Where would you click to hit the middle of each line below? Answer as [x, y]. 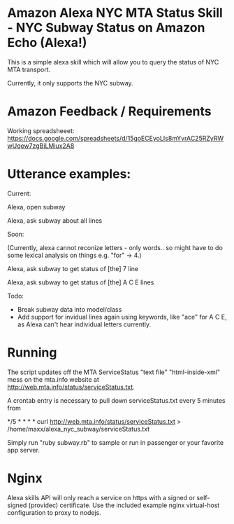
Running [32, 352]
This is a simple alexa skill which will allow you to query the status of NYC [113, 62]
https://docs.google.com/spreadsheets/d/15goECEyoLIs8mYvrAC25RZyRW [116, 138]
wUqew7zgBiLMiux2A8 [41, 146]
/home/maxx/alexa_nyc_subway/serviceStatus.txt [79, 429]
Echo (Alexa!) [47, 43]
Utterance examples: [69, 174]
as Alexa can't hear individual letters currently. [84, 324]
